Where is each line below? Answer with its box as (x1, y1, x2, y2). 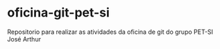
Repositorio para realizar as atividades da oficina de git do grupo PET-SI (7, 28, 214, 36)
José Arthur (7, 35, 42, 43)
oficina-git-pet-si (7, 5, 110, 21)
